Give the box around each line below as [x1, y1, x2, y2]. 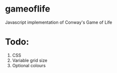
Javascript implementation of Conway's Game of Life [5, 19, 113, 25]
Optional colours [12, 62, 46, 68]
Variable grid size [12, 57, 47, 63]
